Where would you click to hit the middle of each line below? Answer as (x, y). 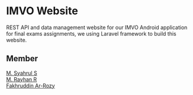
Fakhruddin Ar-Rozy (30, 85)
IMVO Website (42, 11)
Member (22, 58)
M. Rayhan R (22, 79)
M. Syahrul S (22, 73)
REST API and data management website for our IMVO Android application (97, 27)
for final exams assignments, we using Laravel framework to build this (91, 33)
